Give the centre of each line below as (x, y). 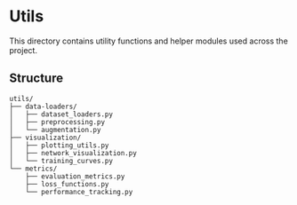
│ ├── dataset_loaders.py (61, 114)
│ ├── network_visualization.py (73, 153)
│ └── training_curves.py (61, 161)
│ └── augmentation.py (55, 130)
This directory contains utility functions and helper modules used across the (149, 41)
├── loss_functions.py (67, 184)
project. (24, 50)
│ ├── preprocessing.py (57, 122)
